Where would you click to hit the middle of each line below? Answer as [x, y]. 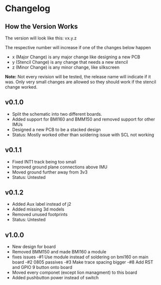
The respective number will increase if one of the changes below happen [78, 47]
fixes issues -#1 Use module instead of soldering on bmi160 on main [80, 257]
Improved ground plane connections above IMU [60, 167]
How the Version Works [41, 27]
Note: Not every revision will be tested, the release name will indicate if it [78, 77]
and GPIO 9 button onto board [42, 267]
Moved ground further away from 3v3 [50, 172]
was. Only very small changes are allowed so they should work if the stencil [81, 82]
